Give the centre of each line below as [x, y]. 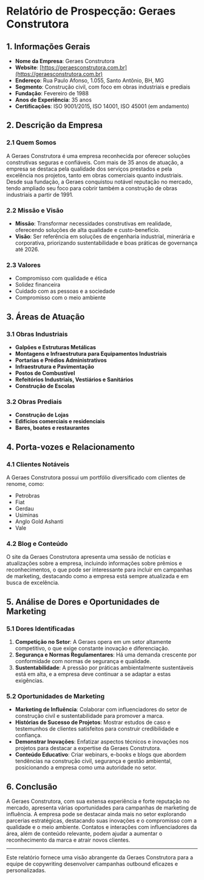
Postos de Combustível [45, 373]
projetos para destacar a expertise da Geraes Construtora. [88, 748]
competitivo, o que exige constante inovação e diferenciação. [92, 648]
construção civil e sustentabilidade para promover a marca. [89, 716]
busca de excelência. [33, 583]
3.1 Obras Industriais [37, 334]
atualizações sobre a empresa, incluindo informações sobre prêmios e [94, 564]
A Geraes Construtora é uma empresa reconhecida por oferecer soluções [98, 155]
